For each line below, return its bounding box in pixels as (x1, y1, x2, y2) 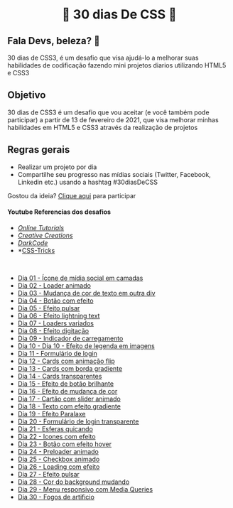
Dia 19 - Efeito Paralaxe (17, 409, 86, 418)
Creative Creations (17, 231, 73, 239)
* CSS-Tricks (17, 246, 55, 254)
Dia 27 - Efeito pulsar (17, 470, 80, 478)
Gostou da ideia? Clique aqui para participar (7, 191, 136, 200)
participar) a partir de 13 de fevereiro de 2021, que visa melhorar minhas (7, 115, 219, 124)
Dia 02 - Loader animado (17, 281, 91, 290)
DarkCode (17, 238, 48, 247)
